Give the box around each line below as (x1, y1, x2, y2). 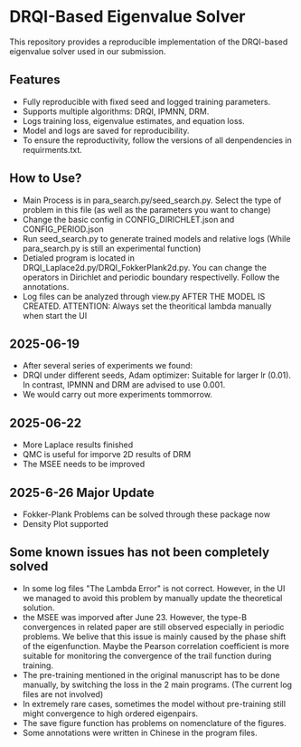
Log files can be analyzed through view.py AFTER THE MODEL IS (22, 291, 266, 302)
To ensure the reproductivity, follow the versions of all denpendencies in (22, 134, 292, 146)
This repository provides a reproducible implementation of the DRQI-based (9, 36, 288, 47)
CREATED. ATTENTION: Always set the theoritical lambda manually (22, 301, 272, 311)
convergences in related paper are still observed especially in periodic (22, 621, 285, 632)
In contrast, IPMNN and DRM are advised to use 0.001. (22, 379, 226, 390)
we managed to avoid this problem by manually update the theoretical (22, 592, 283, 603)
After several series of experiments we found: (22, 360, 193, 371)
